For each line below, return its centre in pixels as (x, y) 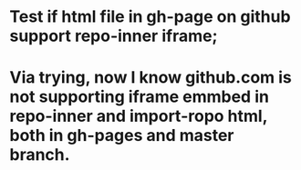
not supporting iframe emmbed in (139, 97)
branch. (40, 155)
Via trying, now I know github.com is (150, 78)
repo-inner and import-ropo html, (138, 116)
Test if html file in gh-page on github (150, 17)
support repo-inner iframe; (114, 36)
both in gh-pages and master (122, 136)
